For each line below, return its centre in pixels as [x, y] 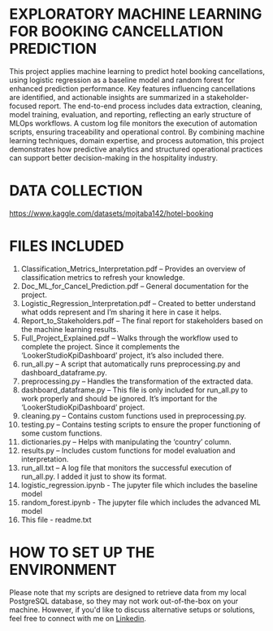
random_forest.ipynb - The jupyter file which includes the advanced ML [141, 502]
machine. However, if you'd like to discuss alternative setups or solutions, [132, 609]
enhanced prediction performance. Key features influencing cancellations [132, 88]
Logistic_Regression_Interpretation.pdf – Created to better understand [138, 303]
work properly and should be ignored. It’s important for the [119, 398]
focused [23, 106]
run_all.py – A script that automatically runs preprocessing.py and [130, 364]
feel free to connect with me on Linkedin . [78, 618]
